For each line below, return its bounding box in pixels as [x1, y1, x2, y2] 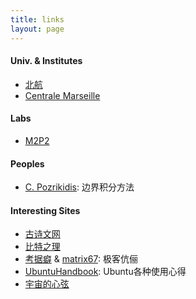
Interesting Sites [10, 204, 81, 216]
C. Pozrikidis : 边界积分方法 [24, 181, 135, 193]
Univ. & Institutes [10, 55, 83, 67]
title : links [10, 14, 65, 25]
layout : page [10, 24, 65, 34]
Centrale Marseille [24, 89, 101, 101]
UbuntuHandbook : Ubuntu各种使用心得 [24, 266, 187, 278]
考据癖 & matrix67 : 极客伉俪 [24, 253, 138, 265]
